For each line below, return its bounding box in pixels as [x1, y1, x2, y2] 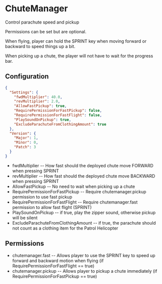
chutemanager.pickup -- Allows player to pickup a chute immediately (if [12, 268, 158, 274]
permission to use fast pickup [12, 194, 73, 200]
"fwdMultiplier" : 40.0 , [14, 94, 63, 100]
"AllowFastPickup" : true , [14, 103, 67, 108]
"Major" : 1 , [14, 135, 38, 140]
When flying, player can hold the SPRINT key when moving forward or [5, 38, 147, 44]
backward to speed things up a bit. [5, 43, 76, 49]
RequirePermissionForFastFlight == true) [12, 263, 95, 269]
